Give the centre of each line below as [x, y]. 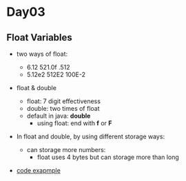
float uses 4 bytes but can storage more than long [108, 157]
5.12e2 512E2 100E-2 [56, 74]
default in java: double [59, 116]
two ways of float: [42, 54]
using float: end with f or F [74, 123]
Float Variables [40, 38]
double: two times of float [63, 108]
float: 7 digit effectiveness [64, 101]
